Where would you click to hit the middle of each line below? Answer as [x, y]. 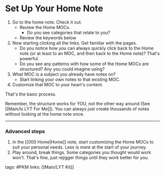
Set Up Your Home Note [54, 9]
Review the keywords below [48, 38]
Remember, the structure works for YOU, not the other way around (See [78, 103]
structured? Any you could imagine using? [62, 69]
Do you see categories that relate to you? [69, 32]
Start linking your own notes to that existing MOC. [70, 79]
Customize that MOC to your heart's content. [57, 84]
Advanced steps [25, 131]
